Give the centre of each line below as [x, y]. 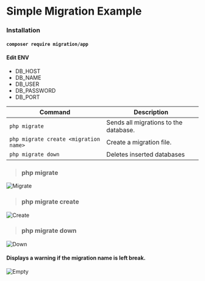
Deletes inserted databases [146, 154]
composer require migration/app [47, 44]
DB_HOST [28, 71]
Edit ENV [18, 58]
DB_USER [27, 84]
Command [55, 112]
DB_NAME [28, 77]
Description [151, 112]
